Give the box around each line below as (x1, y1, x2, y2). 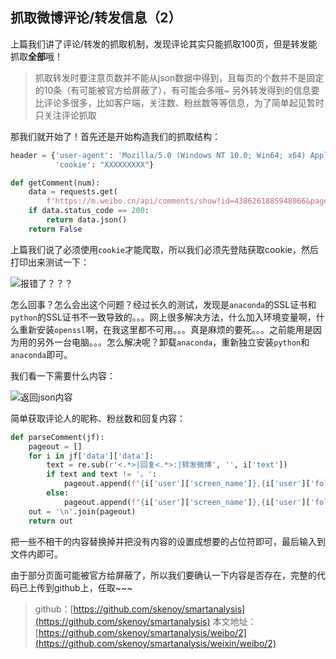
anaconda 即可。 (10, 348, 73, 360)
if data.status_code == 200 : (28, 206, 150, 216)
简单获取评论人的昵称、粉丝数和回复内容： (10, 412, 186, 424)
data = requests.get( (28, 187, 118, 197)
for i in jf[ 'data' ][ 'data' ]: (28, 451, 155, 461)
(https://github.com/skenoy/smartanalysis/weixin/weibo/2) (34, 637, 277, 649)
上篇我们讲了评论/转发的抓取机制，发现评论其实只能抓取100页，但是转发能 (10, 38, 318, 50)
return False (28, 224, 83, 234)
